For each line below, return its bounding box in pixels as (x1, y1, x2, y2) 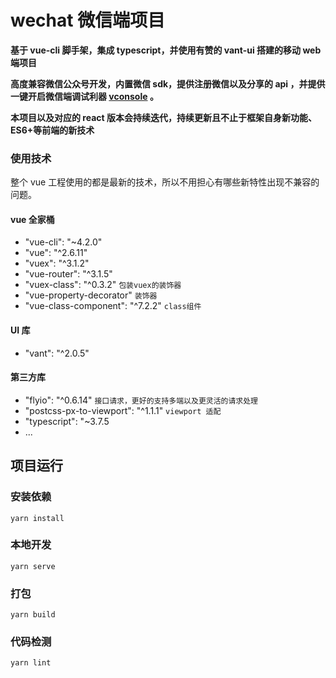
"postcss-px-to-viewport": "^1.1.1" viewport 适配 (24, 404, 222, 416)
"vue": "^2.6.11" (24, 247, 88, 259)
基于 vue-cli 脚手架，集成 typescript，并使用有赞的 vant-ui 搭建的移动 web (10, 44, 322, 56)
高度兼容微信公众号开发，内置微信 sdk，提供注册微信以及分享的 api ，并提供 (10, 77, 326, 90)
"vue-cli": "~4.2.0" (24, 236, 103, 248)
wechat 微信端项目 (10, 9, 166, 32)
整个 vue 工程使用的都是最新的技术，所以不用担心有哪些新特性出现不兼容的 (10, 176, 320, 188)
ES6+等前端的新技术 (10, 124, 95, 136)
